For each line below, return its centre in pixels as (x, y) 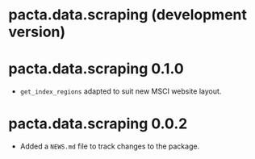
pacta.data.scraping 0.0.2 (98, 124)
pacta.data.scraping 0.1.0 (96, 69)
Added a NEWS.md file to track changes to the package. (110, 146)
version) (37, 32)
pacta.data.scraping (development (128, 15)
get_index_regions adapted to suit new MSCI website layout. (121, 91)
